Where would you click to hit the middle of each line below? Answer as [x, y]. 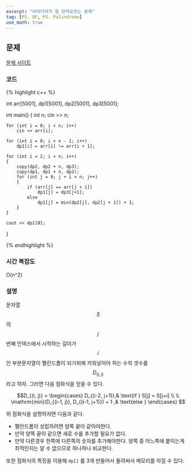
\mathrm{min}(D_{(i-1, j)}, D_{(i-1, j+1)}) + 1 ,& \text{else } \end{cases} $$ [98, 402]
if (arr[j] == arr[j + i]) [60, 187]
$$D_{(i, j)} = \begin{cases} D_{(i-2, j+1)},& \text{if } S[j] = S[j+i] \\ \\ [98, 395]
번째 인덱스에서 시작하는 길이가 [41, 344]
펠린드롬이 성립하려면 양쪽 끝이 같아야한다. [63, 426]
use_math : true [25, 22]
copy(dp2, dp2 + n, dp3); [48, 167]
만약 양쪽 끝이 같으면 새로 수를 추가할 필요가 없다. [70, 433]
